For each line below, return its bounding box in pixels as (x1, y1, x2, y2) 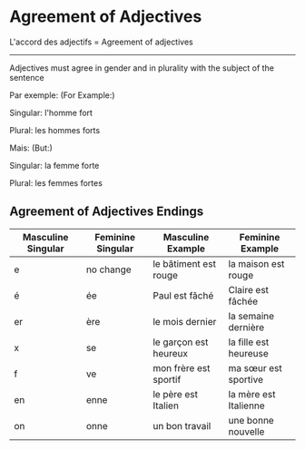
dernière (228, 320, 265, 333)
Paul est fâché (152, 289, 214, 301)
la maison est (228, 257, 285, 269)
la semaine (228, 309, 275, 322)
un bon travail (152, 419, 212, 432)
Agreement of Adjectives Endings (9, 204, 204, 220)
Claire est (228, 283, 270, 296)
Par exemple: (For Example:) (9, 89, 115, 101)
